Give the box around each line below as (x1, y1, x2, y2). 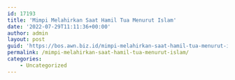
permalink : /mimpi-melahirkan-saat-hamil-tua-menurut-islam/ (7, 49, 190, 56)
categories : (7, 56, 42, 63)
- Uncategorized (20, 62, 68, 69)
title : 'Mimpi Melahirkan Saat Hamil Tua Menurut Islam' (7, 17, 177, 24)
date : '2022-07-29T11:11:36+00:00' (7, 23, 111, 30)
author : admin (7, 29, 49, 37)
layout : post (7, 36, 45, 43)
